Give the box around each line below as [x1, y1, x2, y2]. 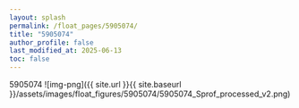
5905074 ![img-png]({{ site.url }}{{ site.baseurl [9, 79, 182, 89]
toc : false [9, 54, 50, 63]
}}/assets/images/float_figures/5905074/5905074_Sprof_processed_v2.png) [9, 88, 291, 99]
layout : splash [9, 12, 66, 22]
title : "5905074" [9, 29, 74, 38]
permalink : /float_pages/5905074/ [9, 21, 139, 30]
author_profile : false [9, 37, 94, 47]
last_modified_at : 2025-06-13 [9, 46, 123, 55]
